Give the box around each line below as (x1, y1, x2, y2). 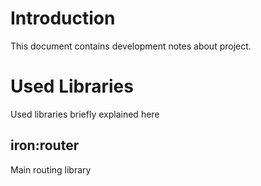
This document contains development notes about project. (10, 40, 252, 52)
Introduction (10, 7, 116, 30)
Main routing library (10, 163, 92, 176)
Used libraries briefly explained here (10, 108, 160, 120)
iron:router (10, 137, 80, 154)
